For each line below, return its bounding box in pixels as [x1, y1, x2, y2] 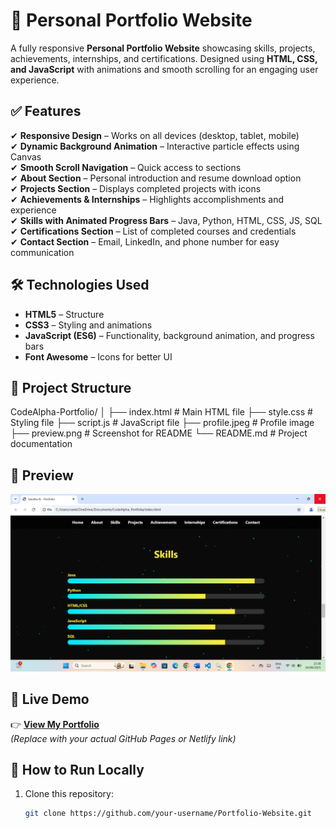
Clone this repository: [24, 788, 114, 800]
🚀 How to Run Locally [10, 761, 145, 778]
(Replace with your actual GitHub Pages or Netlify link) [10, 732, 237, 744]
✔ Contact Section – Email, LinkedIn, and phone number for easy [10, 235, 280, 248]
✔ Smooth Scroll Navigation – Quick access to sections [10, 161, 242, 173]
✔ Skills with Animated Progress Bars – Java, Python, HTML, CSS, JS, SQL [10, 214, 323, 226]
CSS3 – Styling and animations [24, 319, 153, 331]
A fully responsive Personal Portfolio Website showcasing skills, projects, [10, 42, 316, 54]
